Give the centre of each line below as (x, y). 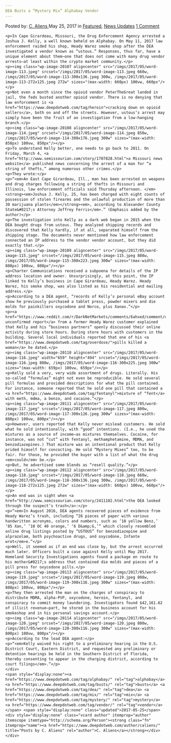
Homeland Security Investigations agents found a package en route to (82, 557)
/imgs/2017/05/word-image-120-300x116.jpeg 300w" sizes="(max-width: (81, 628)
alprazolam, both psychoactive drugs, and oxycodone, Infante (73, 536)
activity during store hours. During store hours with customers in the (84, 332)
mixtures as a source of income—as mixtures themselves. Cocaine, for (82, 434)
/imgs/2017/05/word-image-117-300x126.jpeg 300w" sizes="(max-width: (81, 414)
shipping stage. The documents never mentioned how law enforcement (79, 235)
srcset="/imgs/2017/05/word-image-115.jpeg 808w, (95, 255)
